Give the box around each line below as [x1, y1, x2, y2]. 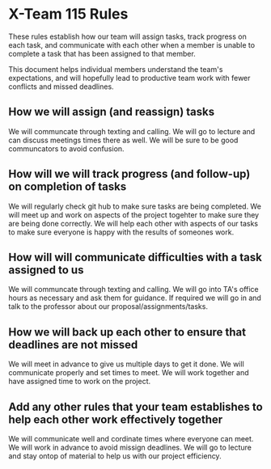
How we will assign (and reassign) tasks [8, 105, 215, 119]
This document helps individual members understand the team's [8, 64, 223, 74]
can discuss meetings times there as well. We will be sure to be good [8, 135, 239, 145]
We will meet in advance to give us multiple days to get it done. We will [8, 359, 244, 369]
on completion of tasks [8, 180, 127, 194]
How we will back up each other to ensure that [8, 325, 247, 339]
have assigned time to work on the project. [8, 377, 151, 387]
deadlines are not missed [8, 337, 138, 352]
